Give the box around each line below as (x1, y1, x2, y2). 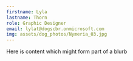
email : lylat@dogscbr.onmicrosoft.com (6, 25, 104, 32)
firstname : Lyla (6, 8, 47, 15)
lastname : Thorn (6, 14, 47, 21)
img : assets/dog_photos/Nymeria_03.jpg (6, 31, 107, 37)
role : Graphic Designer (6, 20, 67, 26)
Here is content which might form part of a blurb (6, 48, 128, 55)
